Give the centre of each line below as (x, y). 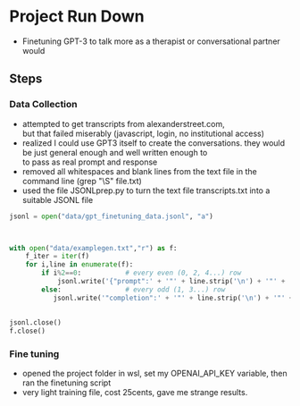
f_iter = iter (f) (58, 257)
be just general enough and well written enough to (115, 152)
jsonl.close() (36, 323)
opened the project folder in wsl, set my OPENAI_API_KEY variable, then (154, 374)
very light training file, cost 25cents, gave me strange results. (135, 393)
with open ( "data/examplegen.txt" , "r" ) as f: (93, 248)
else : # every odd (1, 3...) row (133, 289)
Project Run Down (77, 17)
